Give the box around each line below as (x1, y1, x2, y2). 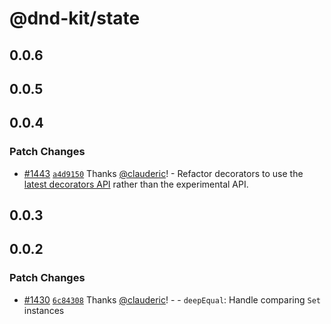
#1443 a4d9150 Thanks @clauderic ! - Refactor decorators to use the (23, 167, 304, 179)
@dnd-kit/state (9, 7, 141, 30)
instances (23, 304, 65, 316)
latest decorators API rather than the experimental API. (23, 178, 249, 190)
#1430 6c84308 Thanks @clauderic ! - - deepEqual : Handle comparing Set (23, 293, 321, 306)
